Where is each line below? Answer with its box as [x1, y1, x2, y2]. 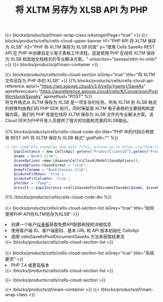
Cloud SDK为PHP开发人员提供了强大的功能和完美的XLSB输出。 [5, 118, 131, 124]
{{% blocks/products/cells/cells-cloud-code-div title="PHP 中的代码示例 [5, 129, 150, 135]
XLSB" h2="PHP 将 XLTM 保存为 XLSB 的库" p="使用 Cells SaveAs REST [10, 44, 155, 50]
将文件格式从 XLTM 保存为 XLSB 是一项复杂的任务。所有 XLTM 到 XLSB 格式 [5, 99, 157, 105]
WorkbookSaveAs [5, 93, 41, 100]
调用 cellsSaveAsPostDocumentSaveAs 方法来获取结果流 [11, 233, 125, 239]
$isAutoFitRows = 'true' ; [14, 172, 64, 177]
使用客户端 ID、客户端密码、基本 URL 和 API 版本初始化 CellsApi [11, 227, 139, 233]
